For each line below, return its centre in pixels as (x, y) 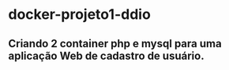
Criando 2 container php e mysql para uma (115, 44)
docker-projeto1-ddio (80, 15)
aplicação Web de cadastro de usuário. (106, 55)
